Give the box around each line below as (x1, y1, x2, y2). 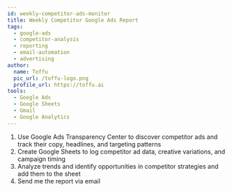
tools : (7, 88, 26, 94)
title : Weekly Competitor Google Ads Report (7, 17, 139, 24)
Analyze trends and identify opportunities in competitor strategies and (17, 162, 219, 170)
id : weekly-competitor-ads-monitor (7, 10, 111, 17)
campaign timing (17, 154, 66, 163)
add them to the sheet (17, 169, 82, 178)
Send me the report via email (17, 176, 101, 185)
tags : (7, 23, 23, 30)
